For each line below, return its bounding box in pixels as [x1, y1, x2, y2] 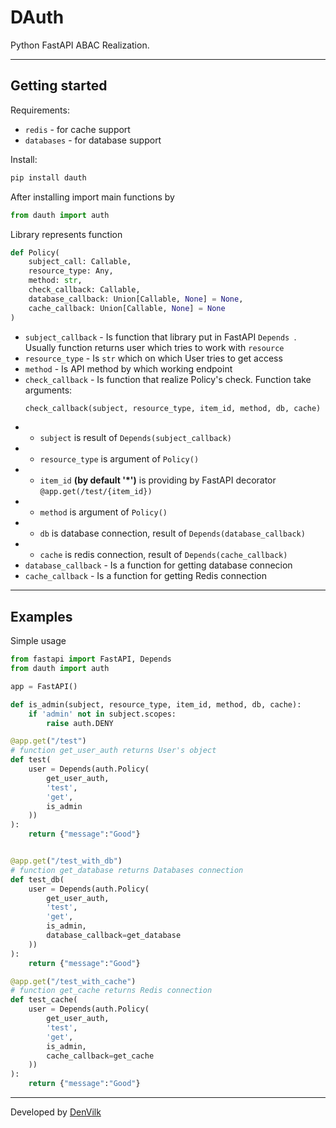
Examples [10, 608, 73, 625]
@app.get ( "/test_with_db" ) [10, 856, 123, 866]
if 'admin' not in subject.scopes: [28, 709, 177, 719]
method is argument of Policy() [39, 506, 168, 518]
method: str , [28, 276, 83, 286]
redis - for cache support [24, 123, 131, 135]
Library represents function [10, 228, 123, 240]
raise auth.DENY [46, 718, 114, 728]
